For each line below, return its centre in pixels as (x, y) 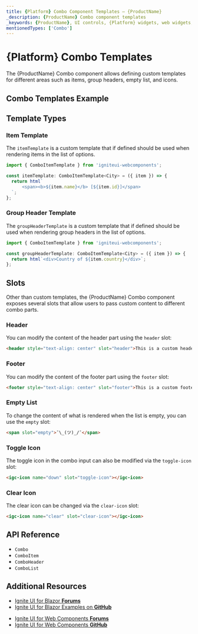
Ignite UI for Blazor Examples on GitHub (63, 607)
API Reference (33, 535)
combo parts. (22, 310)
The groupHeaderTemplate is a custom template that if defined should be (93, 226)
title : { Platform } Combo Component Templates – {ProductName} (84, 12)
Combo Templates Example (57, 98)
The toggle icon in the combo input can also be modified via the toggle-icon (99, 460)
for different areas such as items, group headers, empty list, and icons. (92, 80)
